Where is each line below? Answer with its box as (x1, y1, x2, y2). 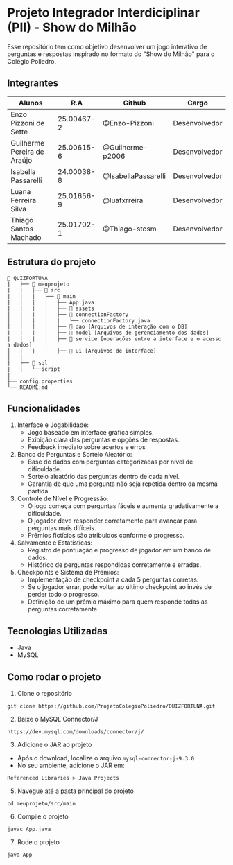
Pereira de (10, 147, 44, 157)
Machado (10, 232, 42, 242)
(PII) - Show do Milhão (7, 19, 137, 35)
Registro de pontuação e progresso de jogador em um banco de (27, 546, 212, 554)
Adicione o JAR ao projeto (17, 740, 92, 749)
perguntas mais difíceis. (27, 524, 96, 532)
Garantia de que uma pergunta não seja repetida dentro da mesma (27, 480, 218, 488)
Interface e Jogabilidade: (17, 421, 89, 429)
